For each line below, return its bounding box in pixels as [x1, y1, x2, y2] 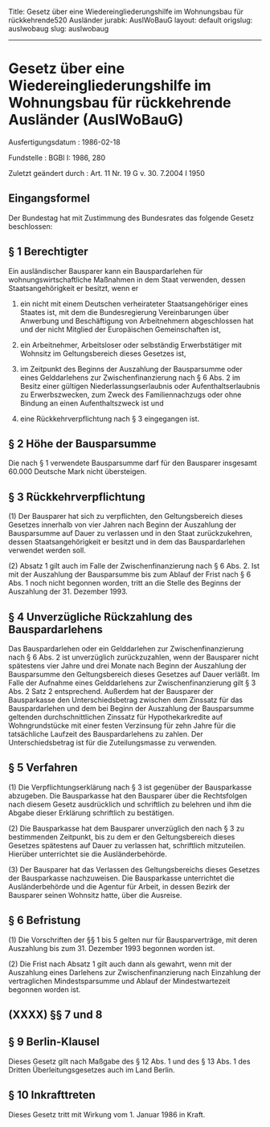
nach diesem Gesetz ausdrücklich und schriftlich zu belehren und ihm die [8, 799, 252, 809]
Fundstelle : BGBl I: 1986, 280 [8, 153, 106, 162]
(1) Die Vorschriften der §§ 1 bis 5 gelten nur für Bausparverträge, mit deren [8, 935, 258, 945]
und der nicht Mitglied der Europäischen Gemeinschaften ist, [19, 325, 221, 334]
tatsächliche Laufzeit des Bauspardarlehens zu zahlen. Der [8, 729, 203, 738]
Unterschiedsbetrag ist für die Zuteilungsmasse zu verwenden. [8, 738, 217, 747]
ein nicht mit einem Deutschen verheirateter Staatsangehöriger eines [19, 299, 248, 308]
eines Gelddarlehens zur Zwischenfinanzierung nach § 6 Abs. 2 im [19, 373, 241, 382]
